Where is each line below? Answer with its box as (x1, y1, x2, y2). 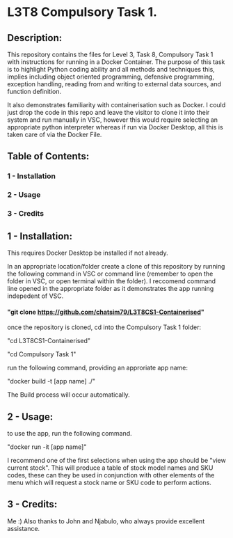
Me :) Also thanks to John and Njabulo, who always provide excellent (7, 516, 205, 525)
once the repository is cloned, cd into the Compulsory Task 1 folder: (7, 323, 202, 331)
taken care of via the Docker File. (7, 130, 102, 139)
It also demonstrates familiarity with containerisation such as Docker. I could (7, 101, 226, 109)
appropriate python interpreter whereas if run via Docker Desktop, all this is (7, 123, 224, 131)
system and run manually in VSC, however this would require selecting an (7, 116, 218, 124)
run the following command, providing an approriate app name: (7, 363, 188, 372)
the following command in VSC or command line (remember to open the (7, 269, 214, 278)
